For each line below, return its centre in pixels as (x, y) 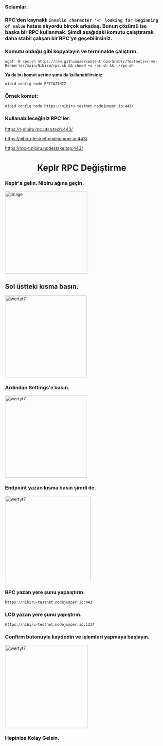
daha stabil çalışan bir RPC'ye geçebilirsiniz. (59, 38)
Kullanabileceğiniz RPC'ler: (38, 118)
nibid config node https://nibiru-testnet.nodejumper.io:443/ (69, 106)
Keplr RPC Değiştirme (82, 168)
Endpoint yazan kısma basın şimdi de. (51, 488)
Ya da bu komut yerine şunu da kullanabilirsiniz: (54, 75)
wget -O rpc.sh (20, 62)
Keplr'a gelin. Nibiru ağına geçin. (45, 183)
